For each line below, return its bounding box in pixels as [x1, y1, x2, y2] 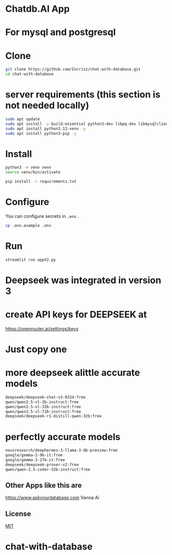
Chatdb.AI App [5, 3, 70, 15]
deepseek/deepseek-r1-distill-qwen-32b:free [5, 414, 102, 419]
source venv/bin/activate [5, 170, 60, 175]
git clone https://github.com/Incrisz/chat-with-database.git [5, 67, 141, 72]
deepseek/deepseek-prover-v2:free [5, 462, 79, 467]
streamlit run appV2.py [5, 257, 56, 262]
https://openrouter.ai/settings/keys [5, 325, 78, 331]
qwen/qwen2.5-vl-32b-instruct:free [5, 404, 81, 409]
